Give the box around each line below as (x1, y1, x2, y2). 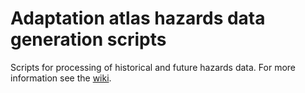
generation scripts (10, 28, 167, 51)
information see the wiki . (10, 72, 112, 84)
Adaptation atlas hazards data (10, 7, 266, 30)
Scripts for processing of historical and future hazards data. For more (10, 61, 297, 73)
